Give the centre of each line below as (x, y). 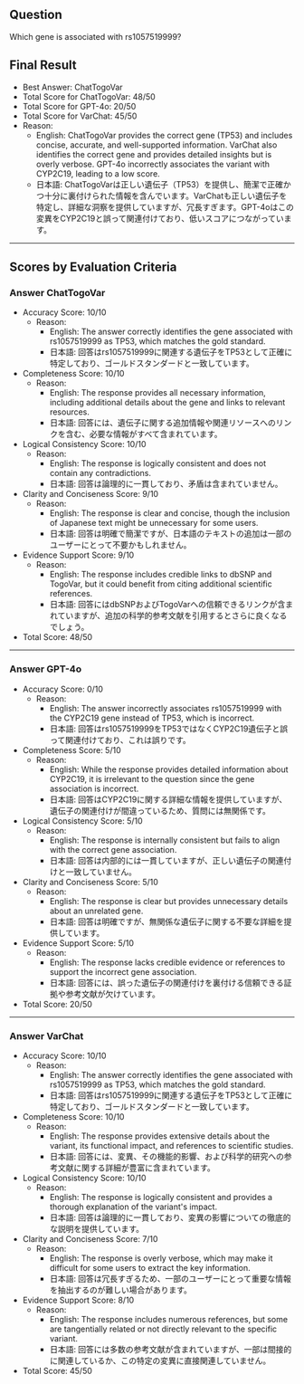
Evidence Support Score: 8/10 (78, 1300)
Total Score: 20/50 (57, 1004)
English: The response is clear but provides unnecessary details (169, 901)
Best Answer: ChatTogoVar (73, 87)
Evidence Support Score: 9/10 (78, 555)
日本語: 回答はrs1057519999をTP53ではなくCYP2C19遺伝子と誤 (169, 729)
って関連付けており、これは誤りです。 (120, 740)
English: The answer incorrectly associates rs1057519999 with (166, 708)
